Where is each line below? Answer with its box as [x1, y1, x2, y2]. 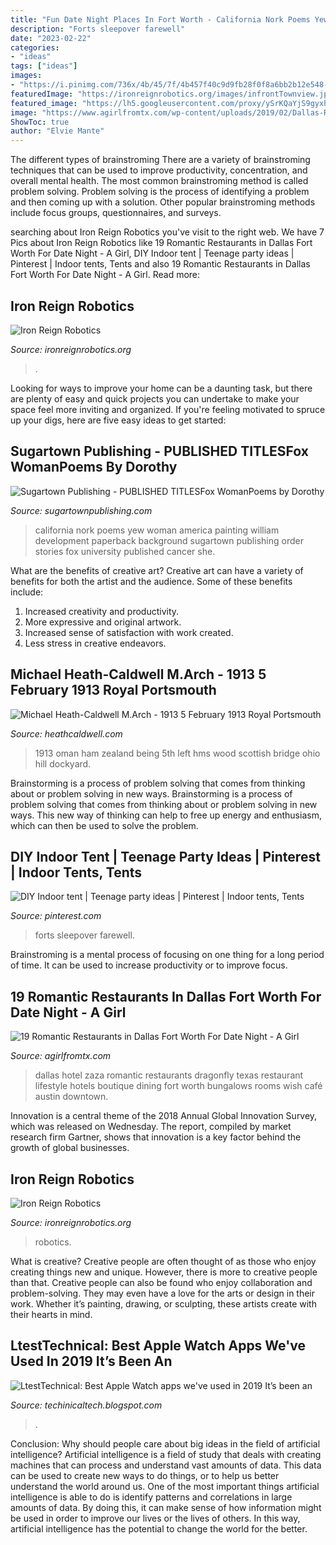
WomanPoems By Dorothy [10, 459, 178, 476]
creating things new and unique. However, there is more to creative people [10, 1266, 318, 1278]
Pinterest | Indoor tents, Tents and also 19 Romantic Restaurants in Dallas [10, 258, 311, 270]
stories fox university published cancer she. [34, 545, 216, 557]
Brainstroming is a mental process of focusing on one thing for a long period [10, 949, 325, 961]
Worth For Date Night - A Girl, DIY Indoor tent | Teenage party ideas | [10, 247, 295, 260]
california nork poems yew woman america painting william [34, 524, 280, 536]
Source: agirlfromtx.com [10, 1050, 112, 1062]
